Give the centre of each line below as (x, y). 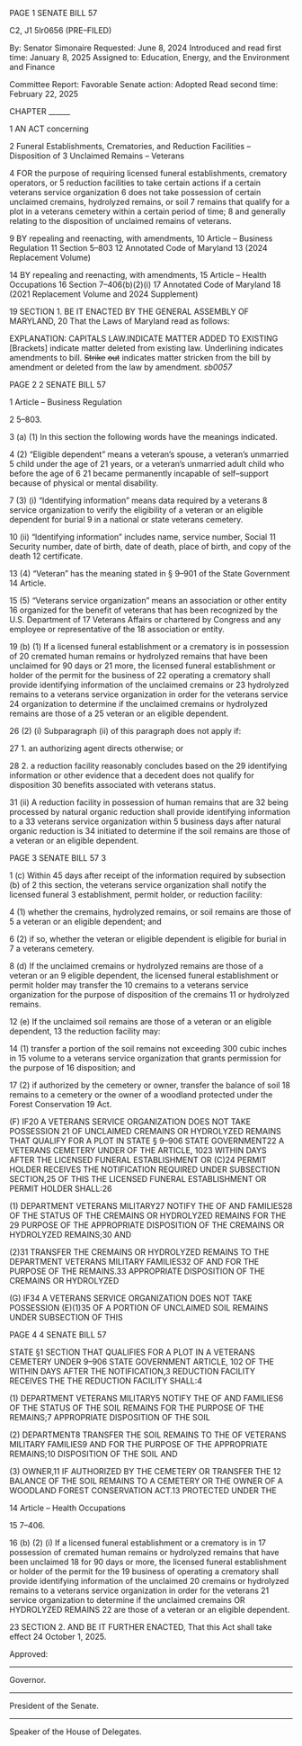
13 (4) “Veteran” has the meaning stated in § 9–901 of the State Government (150, 573)
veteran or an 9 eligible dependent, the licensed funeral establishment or (144, 976)
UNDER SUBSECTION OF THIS (66, 1317)
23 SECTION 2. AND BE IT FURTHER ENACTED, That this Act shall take (141, 1627)
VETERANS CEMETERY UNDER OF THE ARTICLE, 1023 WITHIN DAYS (138, 1150)
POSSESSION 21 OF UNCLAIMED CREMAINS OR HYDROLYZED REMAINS (145, 1131)
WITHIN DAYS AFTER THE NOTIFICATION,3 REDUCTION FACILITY (133, 1371)
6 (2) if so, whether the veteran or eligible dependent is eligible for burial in (148, 939)
